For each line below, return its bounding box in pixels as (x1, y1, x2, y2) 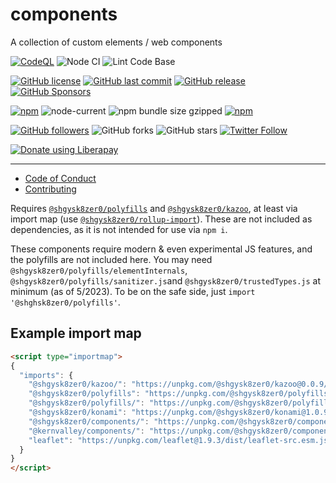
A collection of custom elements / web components (10, 36, 223, 48)
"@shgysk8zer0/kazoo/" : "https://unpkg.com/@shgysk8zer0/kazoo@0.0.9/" (28, 379, 333, 390)
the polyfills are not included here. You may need (10, 253, 213, 265)
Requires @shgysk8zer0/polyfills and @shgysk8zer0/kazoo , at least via (10, 202, 298, 214)
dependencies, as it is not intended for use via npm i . (10, 223, 228, 235)
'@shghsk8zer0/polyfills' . (10, 296, 121, 308)
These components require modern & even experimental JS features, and (10, 243, 313, 255)
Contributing (24, 183, 77, 195)
